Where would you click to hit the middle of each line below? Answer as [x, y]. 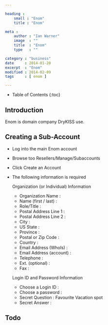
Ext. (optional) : [35, 263]
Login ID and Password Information [47, 277]
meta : [12, 32]
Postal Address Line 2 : [42, 217]
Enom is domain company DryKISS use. [45, 122]
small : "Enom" [29, 18]
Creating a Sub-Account [43, 137]
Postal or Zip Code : [39, 237]
